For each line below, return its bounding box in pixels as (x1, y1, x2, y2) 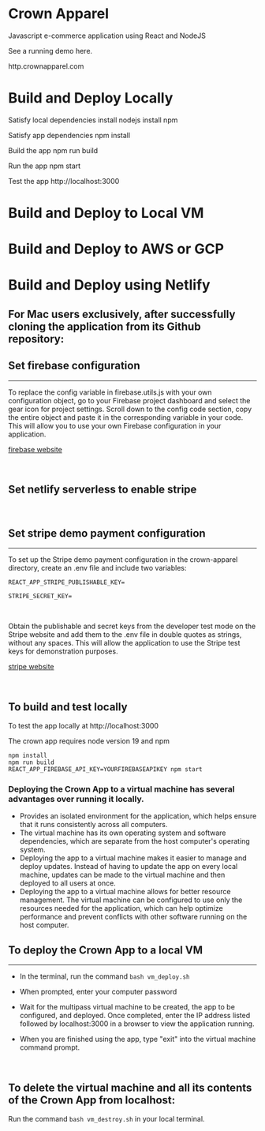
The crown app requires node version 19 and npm (8, 736, 170, 746)
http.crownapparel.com (8, 61, 84, 71)
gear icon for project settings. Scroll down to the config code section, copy (8, 404, 252, 414)
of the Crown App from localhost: (8, 1093, 176, 1107)
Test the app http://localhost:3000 (8, 176, 120, 185)
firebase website (8, 444, 63, 454)
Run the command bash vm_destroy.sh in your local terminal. (8, 1114, 205, 1123)
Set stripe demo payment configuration (8, 526, 207, 540)
